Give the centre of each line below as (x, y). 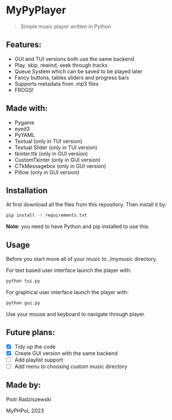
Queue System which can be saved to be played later (78, 71)
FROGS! (24, 90)
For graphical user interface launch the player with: (67, 292)
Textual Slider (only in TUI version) (56, 147)
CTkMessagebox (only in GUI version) (60, 166)
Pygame (24, 122)
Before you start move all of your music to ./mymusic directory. (82, 259)
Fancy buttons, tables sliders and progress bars (72, 77)
